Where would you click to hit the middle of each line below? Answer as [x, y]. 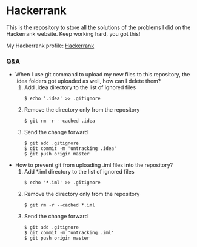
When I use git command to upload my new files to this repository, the [102, 75]
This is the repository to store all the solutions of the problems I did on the [98, 27]
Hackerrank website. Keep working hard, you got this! [73, 33]
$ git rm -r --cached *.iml [59, 205]
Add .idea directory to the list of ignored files [80, 87]
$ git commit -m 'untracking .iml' [69, 233]
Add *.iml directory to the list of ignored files [79, 172]
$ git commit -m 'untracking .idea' [70, 149]
